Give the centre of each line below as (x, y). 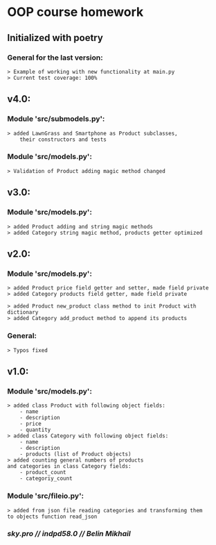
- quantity (35, 430)
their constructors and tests (63, 140)
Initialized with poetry (55, 38)
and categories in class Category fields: (69, 467)
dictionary (23, 312)
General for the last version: (55, 58)
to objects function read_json (52, 517)
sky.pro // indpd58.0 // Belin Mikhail (69, 534)
